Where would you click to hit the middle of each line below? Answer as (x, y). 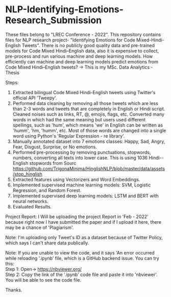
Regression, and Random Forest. (47, 190)
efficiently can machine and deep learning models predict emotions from (82, 61)
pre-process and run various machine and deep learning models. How (79, 56)
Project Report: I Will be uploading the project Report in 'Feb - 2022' (77, 217)
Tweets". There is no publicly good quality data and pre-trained (88, 45)
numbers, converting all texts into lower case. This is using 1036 (80, 158)
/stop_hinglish (27, 174)
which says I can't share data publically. (47, 243)
